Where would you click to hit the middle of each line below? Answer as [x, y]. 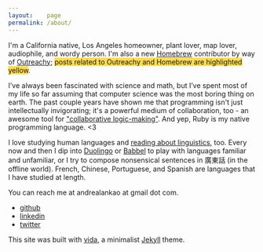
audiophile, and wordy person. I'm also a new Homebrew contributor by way [131, 53]
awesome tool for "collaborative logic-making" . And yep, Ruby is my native [129, 119]
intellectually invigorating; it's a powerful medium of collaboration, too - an [128, 110]
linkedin [32, 216]
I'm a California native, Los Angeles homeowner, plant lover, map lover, [123, 45]
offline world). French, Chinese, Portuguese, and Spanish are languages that [132, 169]
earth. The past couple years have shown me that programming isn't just [126, 102]
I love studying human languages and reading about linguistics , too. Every [128, 142]
